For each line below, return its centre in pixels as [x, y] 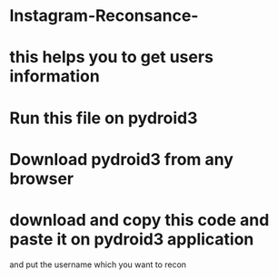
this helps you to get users [111, 58]
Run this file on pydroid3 [104, 118]
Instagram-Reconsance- [104, 16]
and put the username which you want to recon [98, 265]
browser [42, 178]
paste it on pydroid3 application [132, 239]
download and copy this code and [139, 220]
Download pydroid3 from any [122, 159]
